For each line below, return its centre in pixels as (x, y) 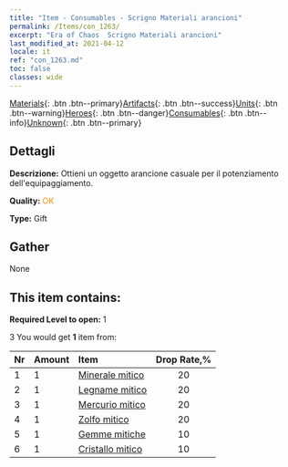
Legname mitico (113, 390)
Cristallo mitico (110, 450)
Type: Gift (28, 218)
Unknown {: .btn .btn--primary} (84, 122)
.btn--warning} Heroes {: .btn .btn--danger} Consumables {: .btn (126, 113)
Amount (51, 359)
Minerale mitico (111, 375)
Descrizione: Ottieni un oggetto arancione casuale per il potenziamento (144, 173)
